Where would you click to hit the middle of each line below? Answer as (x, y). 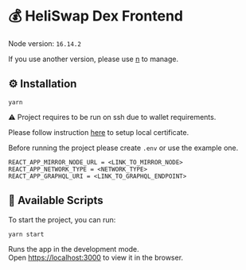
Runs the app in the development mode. (74, 249)
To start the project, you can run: (62, 219)
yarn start (26, 234)
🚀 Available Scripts (56, 201)
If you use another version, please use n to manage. (94, 59)
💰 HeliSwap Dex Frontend (96, 16)
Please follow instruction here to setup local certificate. (99, 132)
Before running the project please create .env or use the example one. (123, 148)
